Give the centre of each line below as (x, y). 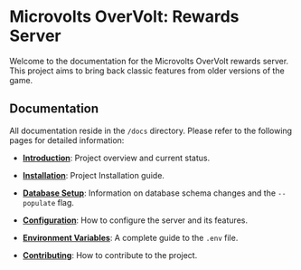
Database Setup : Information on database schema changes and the (149, 193)
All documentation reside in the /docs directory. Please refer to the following (150, 130)
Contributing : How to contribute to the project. (110, 255)
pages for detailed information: (67, 140)
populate (39, 203)
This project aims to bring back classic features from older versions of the (147, 71)
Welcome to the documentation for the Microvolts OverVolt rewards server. (149, 61)
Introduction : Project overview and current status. (116, 158)
